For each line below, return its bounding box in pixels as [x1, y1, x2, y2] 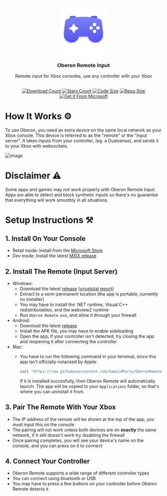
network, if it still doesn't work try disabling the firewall [12, 432, 125, 438]
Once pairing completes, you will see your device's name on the [12, 437, 144, 443]
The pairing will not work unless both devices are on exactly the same [12, 427, 157, 433]
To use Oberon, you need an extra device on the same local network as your [5, 127, 162, 133]
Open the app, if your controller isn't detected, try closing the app [19, 333, 155, 339]
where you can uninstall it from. [19, 389, 84, 395]
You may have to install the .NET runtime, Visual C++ [19, 301, 128, 307]
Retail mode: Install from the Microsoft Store [12, 248, 103, 254]
